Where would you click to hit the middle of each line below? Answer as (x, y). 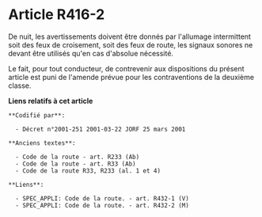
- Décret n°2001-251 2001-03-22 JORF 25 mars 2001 (101, 129)
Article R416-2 (57, 15)
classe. (20, 86)
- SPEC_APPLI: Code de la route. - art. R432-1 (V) (103, 198)
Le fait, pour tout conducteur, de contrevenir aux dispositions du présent (126, 68)
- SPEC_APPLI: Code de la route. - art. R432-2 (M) (103, 205)
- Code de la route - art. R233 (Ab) (78, 157)
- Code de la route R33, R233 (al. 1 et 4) (88, 171)
